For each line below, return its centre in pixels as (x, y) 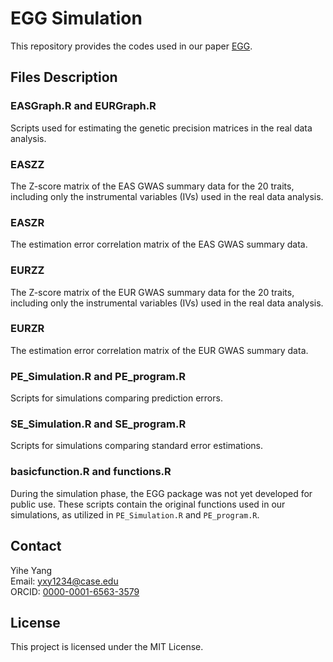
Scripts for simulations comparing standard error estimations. (137, 446)
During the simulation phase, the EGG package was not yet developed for (161, 493)
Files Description (64, 77)
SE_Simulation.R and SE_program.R (98, 424)
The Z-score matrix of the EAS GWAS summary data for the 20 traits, (152, 186)
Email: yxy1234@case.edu (64, 581)
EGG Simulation (76, 18)
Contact (36, 546)
